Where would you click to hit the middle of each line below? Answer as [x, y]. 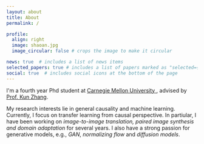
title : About [23, 18]
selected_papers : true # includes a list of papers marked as [87, 67]
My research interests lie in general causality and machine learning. [91, 108]
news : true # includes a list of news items [65, 62]
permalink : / [23, 23]
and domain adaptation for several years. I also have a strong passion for [98, 128]
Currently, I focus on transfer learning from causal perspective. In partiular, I [101, 115]
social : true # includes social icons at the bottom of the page [92, 73]
